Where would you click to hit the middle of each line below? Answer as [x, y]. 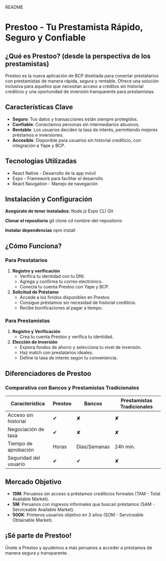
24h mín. [125, 447]
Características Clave [39, 107]
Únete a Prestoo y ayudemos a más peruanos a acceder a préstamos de [79, 548]
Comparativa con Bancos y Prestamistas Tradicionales [72, 388]
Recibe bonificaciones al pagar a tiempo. [61, 308]
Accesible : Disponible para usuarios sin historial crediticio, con [77, 140]
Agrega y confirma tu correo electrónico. [61, 281]
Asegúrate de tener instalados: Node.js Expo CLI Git [59, 211]
